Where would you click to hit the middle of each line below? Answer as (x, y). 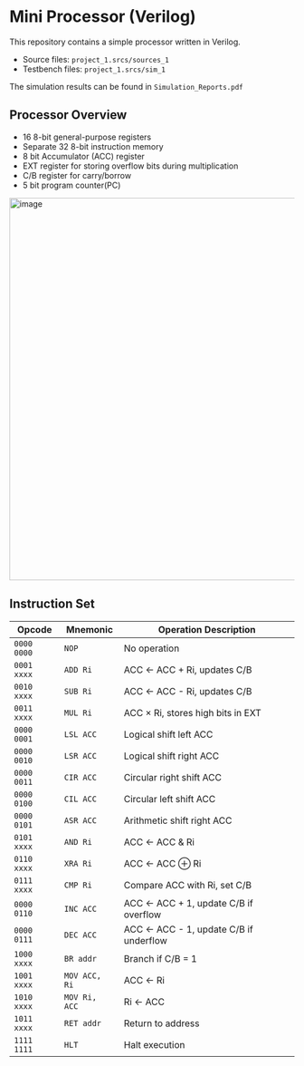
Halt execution (154, 1044)
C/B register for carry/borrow (77, 175)
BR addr (81, 959)
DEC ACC (81, 935)
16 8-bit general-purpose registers (87, 137)
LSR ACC (81, 756)
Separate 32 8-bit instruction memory (93, 146)
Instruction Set (52, 604)
